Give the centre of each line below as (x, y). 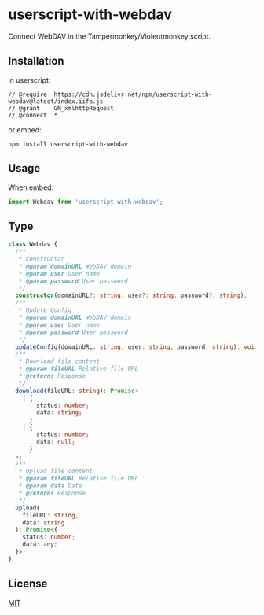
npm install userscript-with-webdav (68, 144)
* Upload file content (55, 471)
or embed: (25, 130)
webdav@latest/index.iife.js (56, 101)
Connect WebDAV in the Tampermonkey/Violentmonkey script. (110, 36)
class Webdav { (33, 245)
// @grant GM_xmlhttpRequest (61, 108)
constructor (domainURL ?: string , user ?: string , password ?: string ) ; (131, 296)
